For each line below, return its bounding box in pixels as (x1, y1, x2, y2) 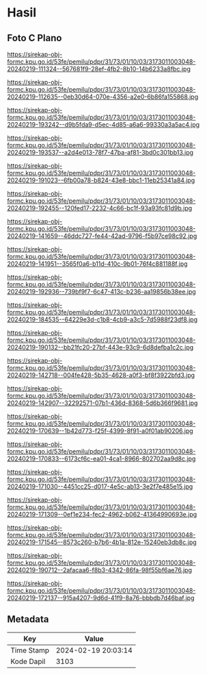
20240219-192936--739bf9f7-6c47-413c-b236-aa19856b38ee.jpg (7, 288, 196, 295)
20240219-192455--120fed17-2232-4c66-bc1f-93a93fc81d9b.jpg (7, 204, 193, 212)
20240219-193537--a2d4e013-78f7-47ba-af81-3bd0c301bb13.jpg (7, 149, 193, 156)
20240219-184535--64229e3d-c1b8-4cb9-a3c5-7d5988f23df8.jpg (7, 315, 198, 323)
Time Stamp (10, 646, 50, 655)
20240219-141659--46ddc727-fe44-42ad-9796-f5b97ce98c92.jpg (7, 232, 197, 240)
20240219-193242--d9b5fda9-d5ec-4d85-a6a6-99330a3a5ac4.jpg (7, 121, 200, 128)
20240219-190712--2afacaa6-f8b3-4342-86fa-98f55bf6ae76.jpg (7, 566, 193, 574)
